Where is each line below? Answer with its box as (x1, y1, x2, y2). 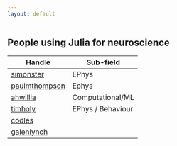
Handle (26, 57, 51, 67)
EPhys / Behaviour (72, 104, 134, 114)
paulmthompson (11, 81, 65, 91)
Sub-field (86, 57, 121, 67)
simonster (11, 69, 45, 79)
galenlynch (11, 127, 48, 137)
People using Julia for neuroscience (7, 37, 171, 49)
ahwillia (11, 93, 37, 103)
